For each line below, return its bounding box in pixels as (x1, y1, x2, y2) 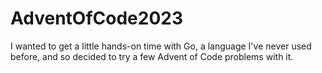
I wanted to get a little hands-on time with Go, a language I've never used (10, 40, 312, 52)
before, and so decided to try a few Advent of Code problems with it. (10, 50, 294, 62)
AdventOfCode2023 (10, 7, 184, 30)
